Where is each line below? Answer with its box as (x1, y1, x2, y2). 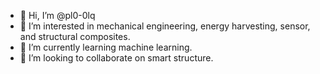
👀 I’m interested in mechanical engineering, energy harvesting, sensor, (19, 20, 311, 32)
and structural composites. (19, 31, 131, 42)
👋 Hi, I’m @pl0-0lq (19, 10, 96, 21)
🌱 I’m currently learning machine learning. (19, 41, 193, 53)
